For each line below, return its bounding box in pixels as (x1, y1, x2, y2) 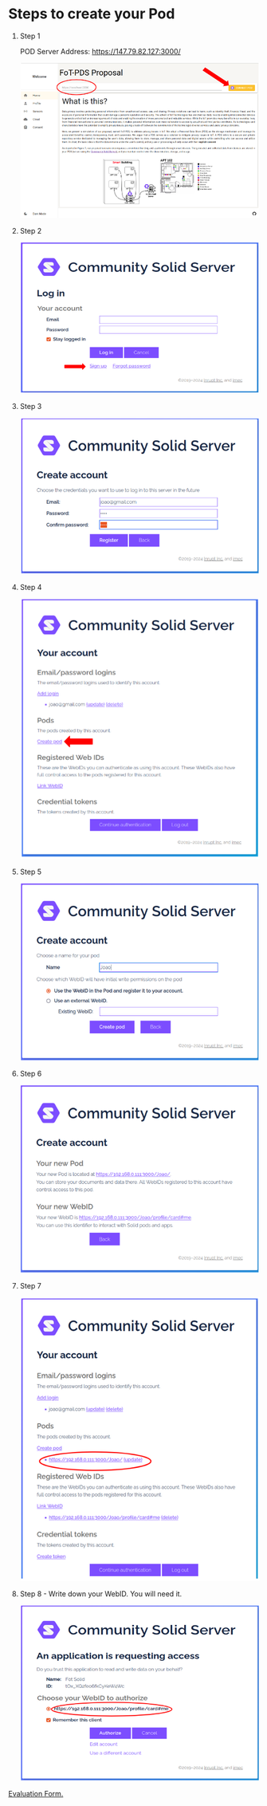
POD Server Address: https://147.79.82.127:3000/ (19, 46, 181, 56)
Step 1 (19, 31, 41, 41)
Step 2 (19, 226, 42, 236)
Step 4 (19, 583, 42, 592)
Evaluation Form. (8, 1789, 64, 1799)
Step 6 (19, 1069, 42, 1079)
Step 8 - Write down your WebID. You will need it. (19, 1588, 183, 1599)
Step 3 (19, 402, 42, 411)
